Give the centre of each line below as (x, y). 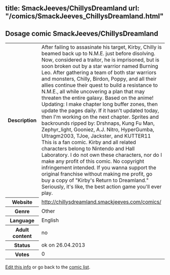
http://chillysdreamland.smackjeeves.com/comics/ (101, 201)
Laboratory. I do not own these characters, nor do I (102, 155)
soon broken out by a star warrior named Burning (100, 66)
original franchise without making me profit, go (97, 174)
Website (22, 202)
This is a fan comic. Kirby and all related (89, 143)
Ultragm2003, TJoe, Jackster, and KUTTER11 (96, 136)
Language (22, 220)
